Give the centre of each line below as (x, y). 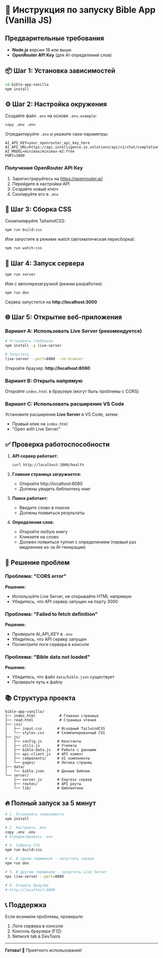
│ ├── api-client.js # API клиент (44, 754)
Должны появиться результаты (52, 513)
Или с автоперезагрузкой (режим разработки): (54, 283)
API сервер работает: (35, 456)
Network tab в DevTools (36, 936)
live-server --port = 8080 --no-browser (44, 359)
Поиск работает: (30, 498)
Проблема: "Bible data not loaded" (48, 657)
